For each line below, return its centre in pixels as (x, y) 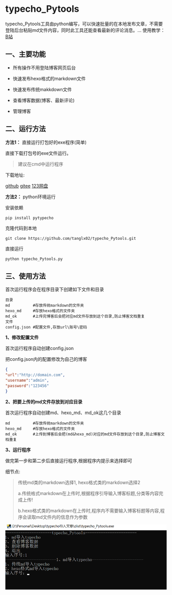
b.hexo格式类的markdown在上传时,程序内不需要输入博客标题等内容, (89, 510)
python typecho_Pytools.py (34, 259)
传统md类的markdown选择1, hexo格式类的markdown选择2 (79, 482)
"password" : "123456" (27, 386)
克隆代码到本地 (21, 228)
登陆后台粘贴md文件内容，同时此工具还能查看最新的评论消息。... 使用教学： (85, 30)
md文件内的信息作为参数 (62, 517)
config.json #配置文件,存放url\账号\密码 (46, 327)
